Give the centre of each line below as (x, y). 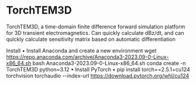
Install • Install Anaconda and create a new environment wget (81, 50)
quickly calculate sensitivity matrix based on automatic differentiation (91, 39)
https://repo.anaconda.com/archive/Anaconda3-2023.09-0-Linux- (88, 57)
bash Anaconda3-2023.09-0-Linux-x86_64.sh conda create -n (109, 63)
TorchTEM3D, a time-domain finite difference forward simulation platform (96, 27)
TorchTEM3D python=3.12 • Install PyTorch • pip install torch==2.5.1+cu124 (98, 69)
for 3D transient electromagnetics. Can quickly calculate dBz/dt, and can (95, 32)
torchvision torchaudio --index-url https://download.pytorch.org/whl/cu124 (98, 76)
